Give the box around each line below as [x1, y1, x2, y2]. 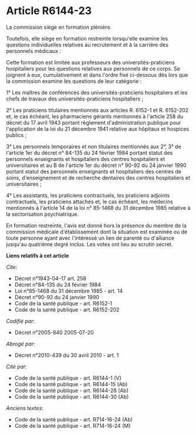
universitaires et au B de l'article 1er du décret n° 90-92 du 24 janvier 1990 [6, 162, 187, 169]
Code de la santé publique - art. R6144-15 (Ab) [14, 380, 128, 387]
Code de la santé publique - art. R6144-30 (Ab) [14, 393, 129, 400]
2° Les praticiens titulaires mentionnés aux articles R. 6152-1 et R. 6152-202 [6, 106, 189, 113]
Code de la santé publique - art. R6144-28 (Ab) [14, 387, 129, 394]
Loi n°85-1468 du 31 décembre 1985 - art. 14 [14, 287, 123, 295]
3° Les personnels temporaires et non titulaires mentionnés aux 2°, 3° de [6, 143, 182, 150]
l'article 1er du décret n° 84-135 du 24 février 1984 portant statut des [6, 149, 173, 156]
